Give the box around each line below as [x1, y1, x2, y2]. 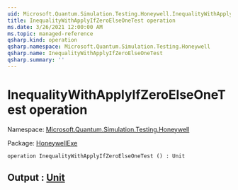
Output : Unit [7, 172, 65, 184]
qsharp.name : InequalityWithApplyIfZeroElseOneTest [7, 50, 163, 57]
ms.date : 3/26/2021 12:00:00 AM [7, 23, 103, 30]
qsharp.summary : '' [7, 57, 65, 64]
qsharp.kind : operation [7, 37, 78, 44]
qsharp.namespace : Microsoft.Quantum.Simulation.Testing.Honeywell [7, 43, 211, 50]
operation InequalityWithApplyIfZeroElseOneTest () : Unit [7, 153, 186, 160]
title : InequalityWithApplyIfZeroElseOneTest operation [7, 17, 176, 24]
